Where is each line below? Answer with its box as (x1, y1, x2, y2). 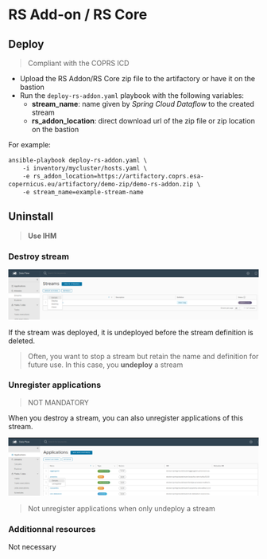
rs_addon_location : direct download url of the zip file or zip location (31, 116, 256, 125)
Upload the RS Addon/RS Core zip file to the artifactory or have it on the (19, 74, 256, 83)
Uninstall (8, 209, 54, 224)
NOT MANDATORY (27, 397, 90, 407)
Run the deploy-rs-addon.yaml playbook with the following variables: (19, 91, 245, 100)
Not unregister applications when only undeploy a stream (27, 504, 216, 514)
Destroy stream (8, 251, 70, 262)
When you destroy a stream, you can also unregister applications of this (8, 412, 244, 423)
